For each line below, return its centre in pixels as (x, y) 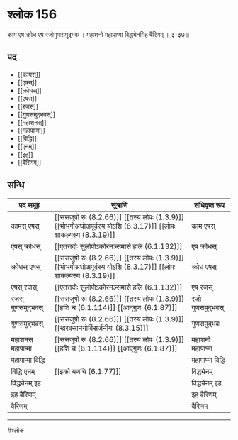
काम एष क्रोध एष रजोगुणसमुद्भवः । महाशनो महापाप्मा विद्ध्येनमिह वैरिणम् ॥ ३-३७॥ (98, 34)
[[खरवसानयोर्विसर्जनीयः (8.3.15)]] (101, 328)
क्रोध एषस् (204, 267)
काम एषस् (204, 226)
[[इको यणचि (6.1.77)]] (88, 371)
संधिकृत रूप (209, 205)
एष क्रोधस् (204, 246)
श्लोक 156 (32, 15)
